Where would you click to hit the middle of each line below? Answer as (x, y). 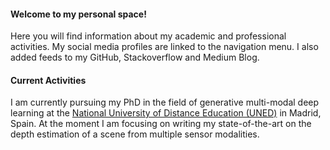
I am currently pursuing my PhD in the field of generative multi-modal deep (165, 102)
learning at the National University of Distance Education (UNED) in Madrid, (166, 113)
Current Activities (48, 80)
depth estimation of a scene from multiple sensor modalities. (135, 134)
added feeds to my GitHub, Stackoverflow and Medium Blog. (135, 57)
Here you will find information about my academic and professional (148, 36)
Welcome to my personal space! (78, 14)
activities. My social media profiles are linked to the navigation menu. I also (164, 47)
